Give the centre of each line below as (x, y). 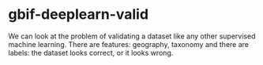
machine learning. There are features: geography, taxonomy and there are (129, 44)
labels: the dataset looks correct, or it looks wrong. (91, 52)
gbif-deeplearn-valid (78, 14)
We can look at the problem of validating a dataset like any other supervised (132, 36)
